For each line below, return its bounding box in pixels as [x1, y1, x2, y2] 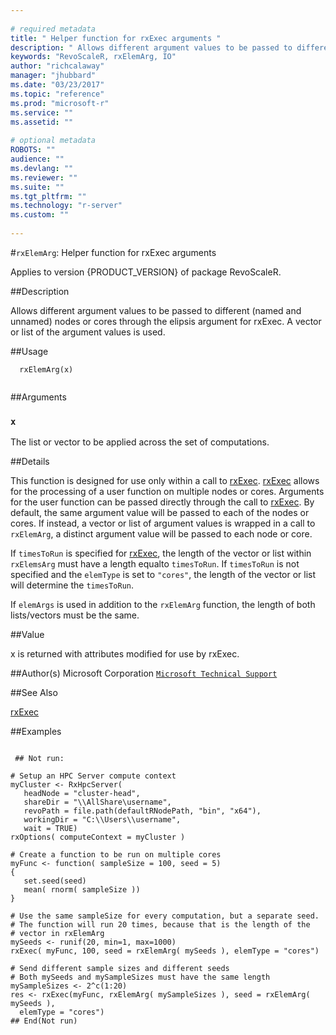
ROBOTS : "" [10, 145, 56, 155]
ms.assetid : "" [10, 117, 74, 127]
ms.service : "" [10, 107, 74, 118]
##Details [10, 456, 50, 468]
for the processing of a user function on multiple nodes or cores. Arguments [10, 486, 325, 498]
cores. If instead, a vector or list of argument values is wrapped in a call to [10, 517, 316, 530]
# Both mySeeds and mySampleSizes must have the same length [10, 972, 271, 983]
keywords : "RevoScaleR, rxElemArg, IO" [10, 52, 177, 62]
